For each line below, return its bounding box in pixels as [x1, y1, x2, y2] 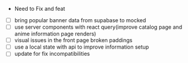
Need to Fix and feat [14, 5, 66, 12]
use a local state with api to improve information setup [14, 43, 149, 50]
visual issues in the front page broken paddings [14, 37, 133, 44]
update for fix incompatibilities [14, 50, 90, 58]
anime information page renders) [14, 30, 96, 38]
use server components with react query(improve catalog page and [14, 23, 183, 31]
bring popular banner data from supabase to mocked [14, 17, 146, 23]
